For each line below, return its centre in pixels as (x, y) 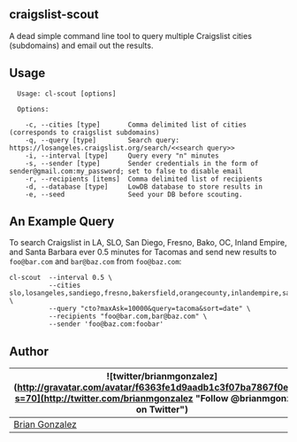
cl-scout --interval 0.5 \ (61, 278)
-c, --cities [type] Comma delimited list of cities (136, 124)
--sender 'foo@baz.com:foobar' (106, 324)
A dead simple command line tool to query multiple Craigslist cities (130, 35)
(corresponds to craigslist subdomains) (85, 132)
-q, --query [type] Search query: (102, 140)
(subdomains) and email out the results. (81, 45)
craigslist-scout (54, 15)
